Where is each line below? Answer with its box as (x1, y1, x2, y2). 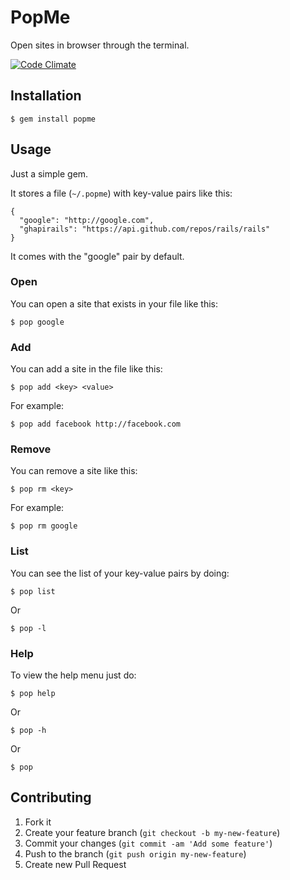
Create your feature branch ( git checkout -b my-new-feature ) (24, 826, 281, 838)
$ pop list (10, 586, 56, 596)
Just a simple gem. (10, 167, 89, 180)
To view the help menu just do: (10, 669, 137, 681)
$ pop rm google (10, 521, 78, 531)
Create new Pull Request (24, 858, 127, 870)
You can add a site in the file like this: (10, 363, 163, 375)
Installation (10, 87, 82, 105)
